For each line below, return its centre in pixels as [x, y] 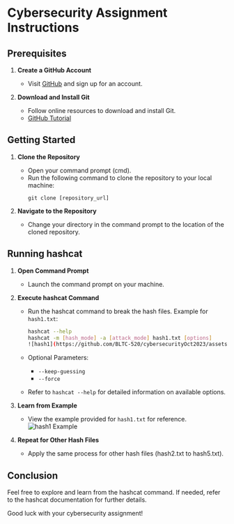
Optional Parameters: [58, 358]
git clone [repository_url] [68, 198]
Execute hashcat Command [58, 297]
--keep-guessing [62, 372]
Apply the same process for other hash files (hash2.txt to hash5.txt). [126, 454]
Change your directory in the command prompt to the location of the [126, 224]
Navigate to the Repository [57, 211]
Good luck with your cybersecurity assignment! [75, 514]
